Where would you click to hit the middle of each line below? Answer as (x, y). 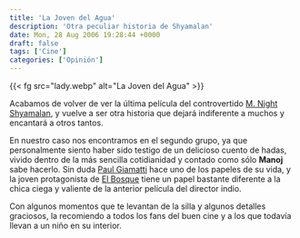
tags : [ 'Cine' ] (38, 52)
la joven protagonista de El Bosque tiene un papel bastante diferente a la (145, 179)
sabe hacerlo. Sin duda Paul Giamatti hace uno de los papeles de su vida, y (150, 169)
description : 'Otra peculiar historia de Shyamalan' (111, 26)
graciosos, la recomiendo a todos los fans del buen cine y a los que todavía (150, 216)
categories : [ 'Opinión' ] (56, 60)
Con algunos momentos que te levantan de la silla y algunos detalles (138, 206)
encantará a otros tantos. (56, 123)
